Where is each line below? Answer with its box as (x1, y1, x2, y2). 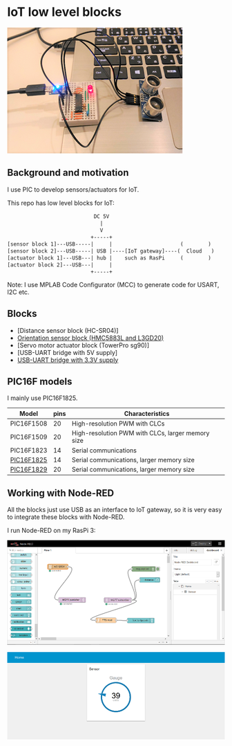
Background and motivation (7, 167, 129, 179)
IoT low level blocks (7, 4, 122, 20)
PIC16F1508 (10, 419, 48, 428)
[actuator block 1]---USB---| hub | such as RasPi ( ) (7, 254, 212, 262)
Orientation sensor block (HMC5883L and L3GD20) (17, 334, 164, 342)
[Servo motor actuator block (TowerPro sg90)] (17, 340, 150, 349)
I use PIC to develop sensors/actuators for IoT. (7, 185, 139, 194)
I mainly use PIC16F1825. (7, 394, 78, 402)
